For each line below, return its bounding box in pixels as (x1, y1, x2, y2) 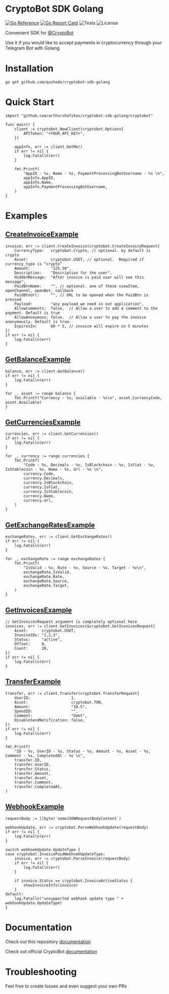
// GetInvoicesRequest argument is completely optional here (5, 619, 138, 625)
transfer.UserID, (14, 762, 51, 767)
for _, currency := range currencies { (5, 454, 90, 459)
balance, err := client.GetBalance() (5, 369, 85, 374)
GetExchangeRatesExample (5, 521, 95, 529)
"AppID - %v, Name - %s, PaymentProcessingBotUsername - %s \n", (23, 171, 165, 176)
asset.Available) (5, 400, 42, 405)
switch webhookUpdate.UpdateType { (5, 847, 81, 852)
